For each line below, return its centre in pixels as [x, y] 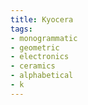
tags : [21, 29]
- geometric [35, 47]
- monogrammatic [44, 38]
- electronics [40, 57]
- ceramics [33, 66]
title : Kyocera [42, 19]
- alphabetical [42, 76]
